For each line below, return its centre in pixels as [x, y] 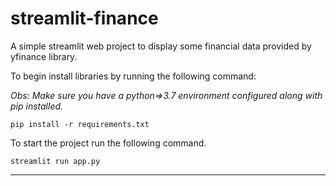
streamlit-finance [84, 18]
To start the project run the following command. [108, 143]
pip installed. [37, 106]
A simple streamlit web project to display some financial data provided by [161, 46]
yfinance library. [44, 56]
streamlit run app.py [55, 161]
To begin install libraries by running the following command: [133, 76]
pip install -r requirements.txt [80, 124]
